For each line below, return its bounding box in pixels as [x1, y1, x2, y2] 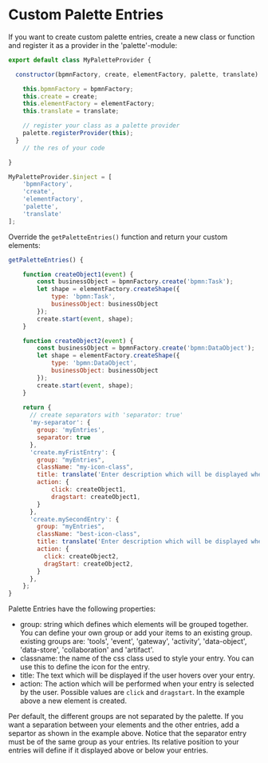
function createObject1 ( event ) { [22, 270, 134, 278]
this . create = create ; [22, 92, 98, 101]
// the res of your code [22, 144, 105, 152]
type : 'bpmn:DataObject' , [50, 359, 137, 367]
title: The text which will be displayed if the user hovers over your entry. [19, 670, 255, 681]
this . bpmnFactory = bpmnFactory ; [22, 85, 134, 93]
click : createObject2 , [43, 552, 120, 561]
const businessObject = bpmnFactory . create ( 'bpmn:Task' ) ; [37, 278, 234, 286]
